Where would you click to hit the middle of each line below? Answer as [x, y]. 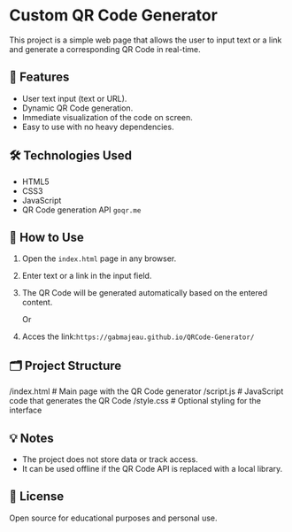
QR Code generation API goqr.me [81, 210]
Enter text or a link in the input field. [87, 276]
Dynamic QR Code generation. [77, 108]
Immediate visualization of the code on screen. [107, 117]
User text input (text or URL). [74, 98]
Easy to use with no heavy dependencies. [98, 127]
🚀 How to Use [46, 237]
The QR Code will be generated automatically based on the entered [145, 293]
